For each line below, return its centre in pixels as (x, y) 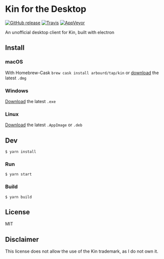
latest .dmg (16, 78)
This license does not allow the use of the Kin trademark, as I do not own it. (82, 251)
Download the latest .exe (30, 101)
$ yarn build (19, 197)
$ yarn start (19, 174)
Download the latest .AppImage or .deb (44, 125)
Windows (17, 91)
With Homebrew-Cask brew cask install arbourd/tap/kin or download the (82, 73)
